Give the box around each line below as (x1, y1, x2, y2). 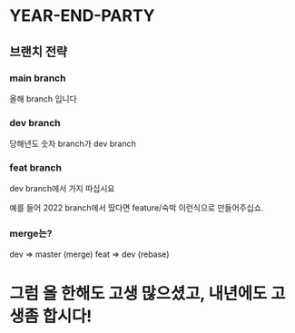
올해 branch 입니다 (9, 93, 77, 104)
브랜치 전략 (9, 44, 68, 59)
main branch (9, 72, 66, 84)
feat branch (9, 162, 62, 174)
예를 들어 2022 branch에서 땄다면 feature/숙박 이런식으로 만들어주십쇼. (9, 202, 264, 213)
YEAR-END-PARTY (9, 5, 156, 26)
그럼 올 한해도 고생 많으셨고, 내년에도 (9, 283, 268, 304)
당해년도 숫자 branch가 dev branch (9, 138, 136, 150)
